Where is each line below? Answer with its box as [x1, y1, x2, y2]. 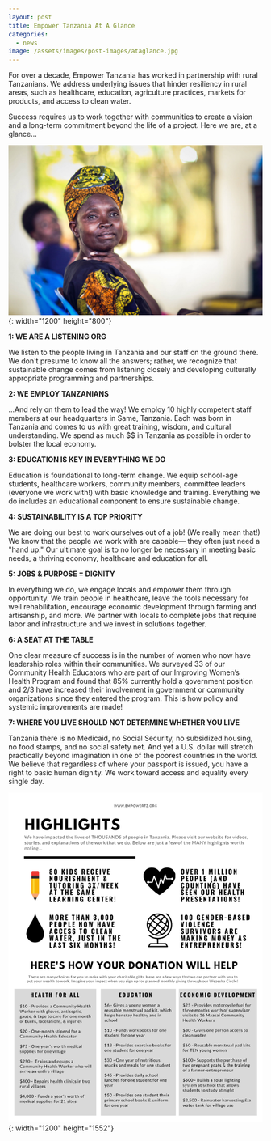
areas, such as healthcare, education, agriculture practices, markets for [8, 87, 246, 97]
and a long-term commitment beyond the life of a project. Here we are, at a [8, 121, 258, 130]
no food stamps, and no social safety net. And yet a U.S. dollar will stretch [8, 741, 254, 752]
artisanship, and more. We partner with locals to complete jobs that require [8, 610, 257, 620]
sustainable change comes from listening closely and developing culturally [8, 364, 256, 374]
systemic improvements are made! [8, 702, 123, 711]
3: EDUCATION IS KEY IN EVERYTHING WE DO [8, 454, 166, 464]
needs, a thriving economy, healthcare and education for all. [8, 553, 208, 562]
